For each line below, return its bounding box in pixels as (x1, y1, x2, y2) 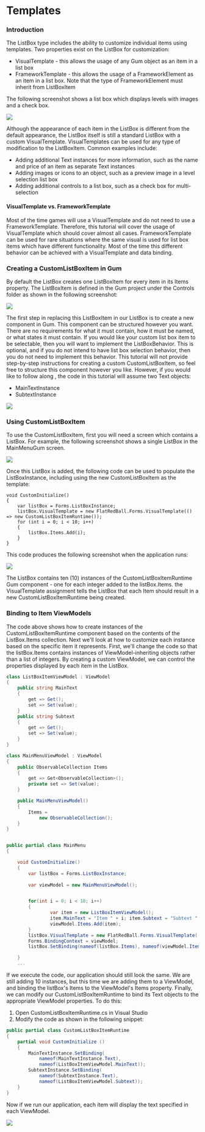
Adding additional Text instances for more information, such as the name (15, 156, 198, 164)
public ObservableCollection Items (17, 764, 108, 770)
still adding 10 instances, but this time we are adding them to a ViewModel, (6, 978, 194, 986)
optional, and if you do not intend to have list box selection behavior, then (6, 346, 191, 354)
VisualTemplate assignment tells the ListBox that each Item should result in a (6, 587, 199, 595)
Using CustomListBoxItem (6, 417, 85, 426)
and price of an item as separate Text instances (15, 163, 135, 170)
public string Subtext (17, 713, 75, 719)
